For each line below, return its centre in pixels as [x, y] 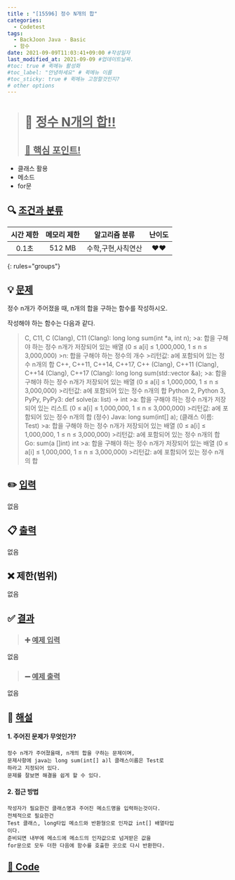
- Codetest [29, 27]
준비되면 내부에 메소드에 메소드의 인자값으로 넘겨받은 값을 [79, 839]
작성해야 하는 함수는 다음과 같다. [52, 323]
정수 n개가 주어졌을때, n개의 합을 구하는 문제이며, [71, 753]
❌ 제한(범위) [33, 576]
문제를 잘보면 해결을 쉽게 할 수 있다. [54, 776]
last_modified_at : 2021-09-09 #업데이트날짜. [70, 60]
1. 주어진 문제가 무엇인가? [42, 736]
